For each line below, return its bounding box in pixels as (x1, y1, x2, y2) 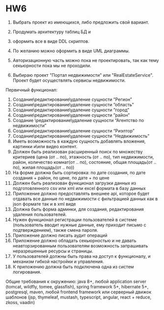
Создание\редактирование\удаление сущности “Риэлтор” (12, 127, 135, 133)
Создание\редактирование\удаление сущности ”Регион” (12, 96, 132, 102)
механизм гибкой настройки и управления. (12, 258, 105, 264)
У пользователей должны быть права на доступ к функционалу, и (12, 253, 151, 259)
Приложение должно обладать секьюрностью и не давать (12, 237, 137, 244)
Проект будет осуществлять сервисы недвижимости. (12, 77, 126, 83)
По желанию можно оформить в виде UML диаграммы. (12, 48, 130, 54)
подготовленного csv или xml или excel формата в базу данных (12, 185, 146, 191)
